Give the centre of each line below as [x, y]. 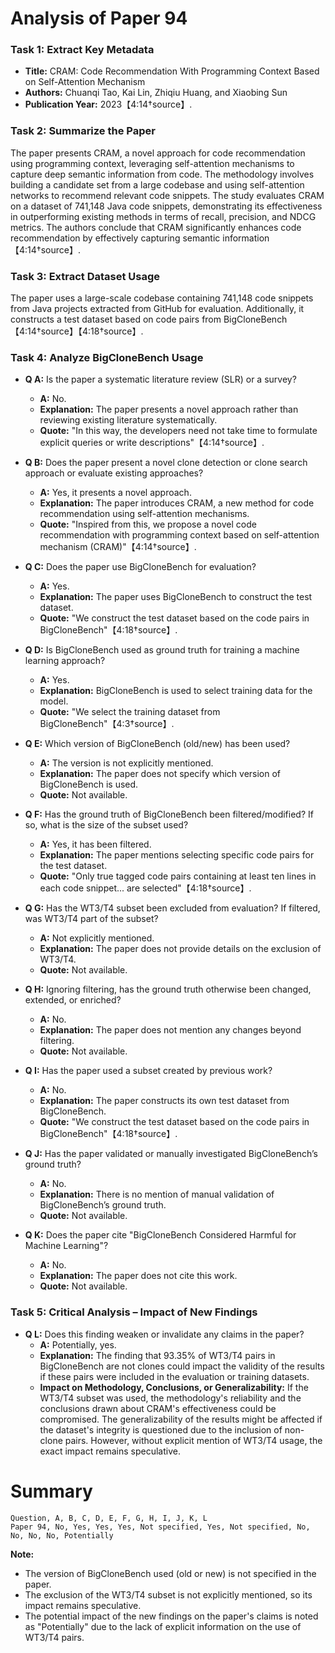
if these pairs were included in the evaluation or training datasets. [174, 1376]
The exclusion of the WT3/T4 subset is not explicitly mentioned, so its [168, 1594]
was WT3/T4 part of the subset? [91, 919]
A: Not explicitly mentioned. [97, 938]
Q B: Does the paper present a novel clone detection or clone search [166, 463]
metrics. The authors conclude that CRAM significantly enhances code [156, 227]
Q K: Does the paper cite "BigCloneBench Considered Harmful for [160, 1235]
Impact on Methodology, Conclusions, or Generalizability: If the [174, 1387]
